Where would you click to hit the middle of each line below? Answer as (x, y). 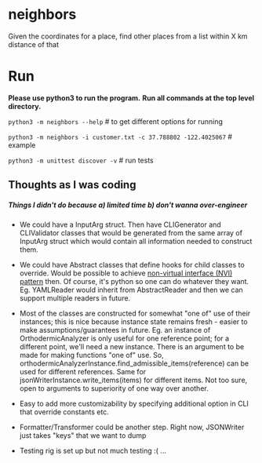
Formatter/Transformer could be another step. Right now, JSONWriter (132, 427)
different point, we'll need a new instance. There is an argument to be (132, 347)
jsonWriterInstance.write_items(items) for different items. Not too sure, (133, 380)
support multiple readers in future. (75, 298)
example (22, 145)
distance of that (34, 44)
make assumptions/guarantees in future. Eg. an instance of (115, 330)
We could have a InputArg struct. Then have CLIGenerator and (120, 224)
